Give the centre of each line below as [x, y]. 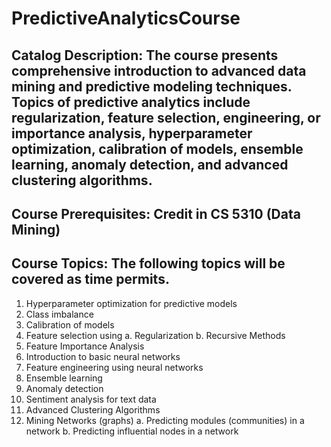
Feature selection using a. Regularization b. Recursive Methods [155, 335]
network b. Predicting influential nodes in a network [132, 431]
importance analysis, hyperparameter [132, 133]
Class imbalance [59, 314]
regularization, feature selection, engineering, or [166, 117]
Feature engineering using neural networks [114, 367]
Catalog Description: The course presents [145, 55]
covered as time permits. [90, 279]
